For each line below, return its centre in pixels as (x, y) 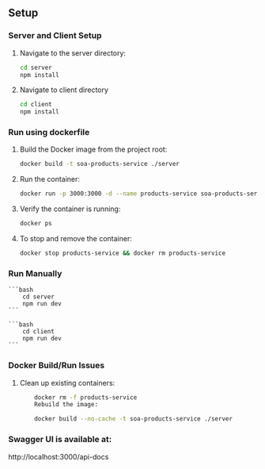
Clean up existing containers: (67, 383)
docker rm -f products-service (86, 397)
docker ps (36, 224)
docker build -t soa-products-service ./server (99, 164)
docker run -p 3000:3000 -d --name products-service (108, 194)
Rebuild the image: (66, 405)
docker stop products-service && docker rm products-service (123, 253)
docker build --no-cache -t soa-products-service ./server (134, 419)
